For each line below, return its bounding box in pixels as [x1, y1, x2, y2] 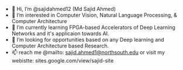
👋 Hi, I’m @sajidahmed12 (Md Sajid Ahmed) [11, 6, 116, 12]
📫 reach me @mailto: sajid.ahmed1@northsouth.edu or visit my [11, 49, 165, 56]
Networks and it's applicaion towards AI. [11, 30, 109, 37]
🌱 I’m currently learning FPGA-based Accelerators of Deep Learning [11, 24, 175, 31]
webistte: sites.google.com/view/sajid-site [11, 57, 114, 64]
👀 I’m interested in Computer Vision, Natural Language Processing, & [11, 12, 177, 19]
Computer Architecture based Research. [11, 42, 109, 49]
